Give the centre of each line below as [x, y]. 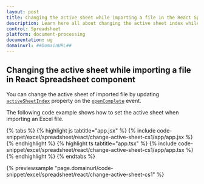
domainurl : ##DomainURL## [39, 46]
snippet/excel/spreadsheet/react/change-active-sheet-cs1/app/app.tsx [95, 149]
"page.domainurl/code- [84, 168]
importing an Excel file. [35, 119]
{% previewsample [30, 168]
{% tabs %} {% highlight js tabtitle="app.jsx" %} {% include [81, 130]
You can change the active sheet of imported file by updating [83, 94]
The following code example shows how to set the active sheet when [93, 112]
